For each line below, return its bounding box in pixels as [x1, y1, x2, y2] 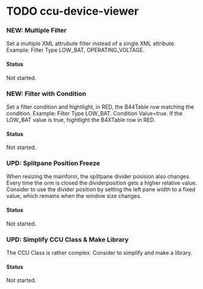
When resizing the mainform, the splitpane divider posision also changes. [6, 173, 191, 180]
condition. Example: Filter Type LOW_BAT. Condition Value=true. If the [6, 109, 183, 117]
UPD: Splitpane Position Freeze [6, 159, 101, 167]
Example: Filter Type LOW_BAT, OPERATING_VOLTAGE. [6, 46, 145, 54]
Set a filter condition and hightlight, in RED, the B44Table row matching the [6, 103, 194, 111]
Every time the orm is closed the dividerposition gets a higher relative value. [6, 179, 197, 187]
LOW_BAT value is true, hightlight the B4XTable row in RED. [6, 116, 155, 123]
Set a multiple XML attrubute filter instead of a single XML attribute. [6, 40, 176, 47]
